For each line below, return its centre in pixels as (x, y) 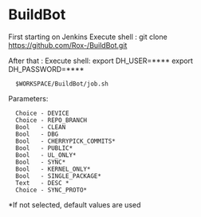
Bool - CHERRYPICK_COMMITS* (65, 141)
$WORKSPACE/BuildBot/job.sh (62, 84)
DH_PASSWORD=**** (46, 69)
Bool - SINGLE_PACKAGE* (59, 176)
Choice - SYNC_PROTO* (51, 190)
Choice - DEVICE (42, 113)
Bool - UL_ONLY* (46, 155)
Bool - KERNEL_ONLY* (53, 169)
